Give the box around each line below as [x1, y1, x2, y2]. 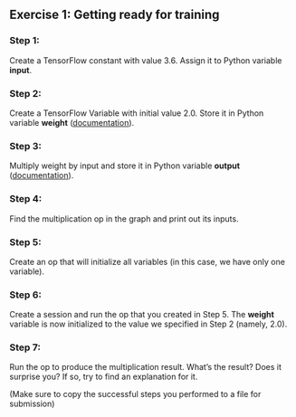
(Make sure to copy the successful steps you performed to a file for [9, 389, 262, 400]
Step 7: [9, 341, 41, 354]
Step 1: [9, 34, 40, 47]
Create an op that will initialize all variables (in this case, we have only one [9, 256, 285, 267]
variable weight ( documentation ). [9, 117, 135, 128]
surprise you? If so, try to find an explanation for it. [9, 371, 198, 383]
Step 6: [9, 289, 43, 301]
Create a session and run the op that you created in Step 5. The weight [9, 309, 274, 320]
